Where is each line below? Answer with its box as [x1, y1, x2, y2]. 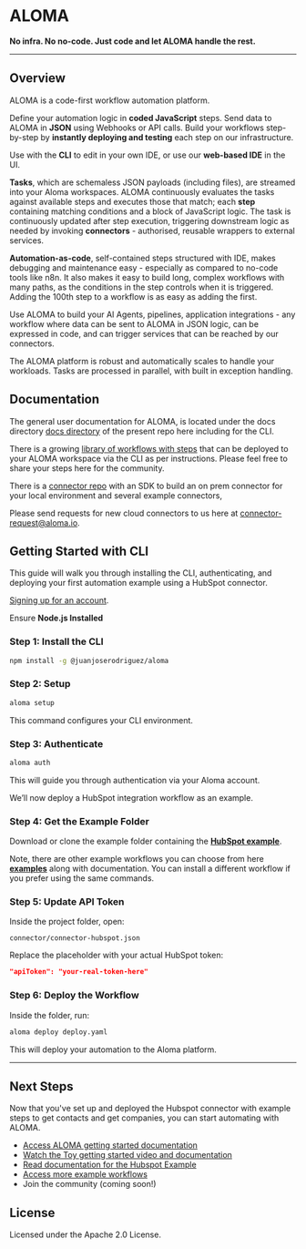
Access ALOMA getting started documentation [22, 1140, 199, 1151]
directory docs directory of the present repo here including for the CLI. [9, 425, 275, 436]
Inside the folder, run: [9, 1009, 89, 1020]
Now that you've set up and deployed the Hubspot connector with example [9, 1103, 291, 1114]
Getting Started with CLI [9, 543, 148, 558]
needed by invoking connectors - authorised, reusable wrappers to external [9, 225, 296, 236]
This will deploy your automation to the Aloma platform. [9, 1044, 217, 1055]
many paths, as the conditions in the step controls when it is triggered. [9, 282, 274, 292]
